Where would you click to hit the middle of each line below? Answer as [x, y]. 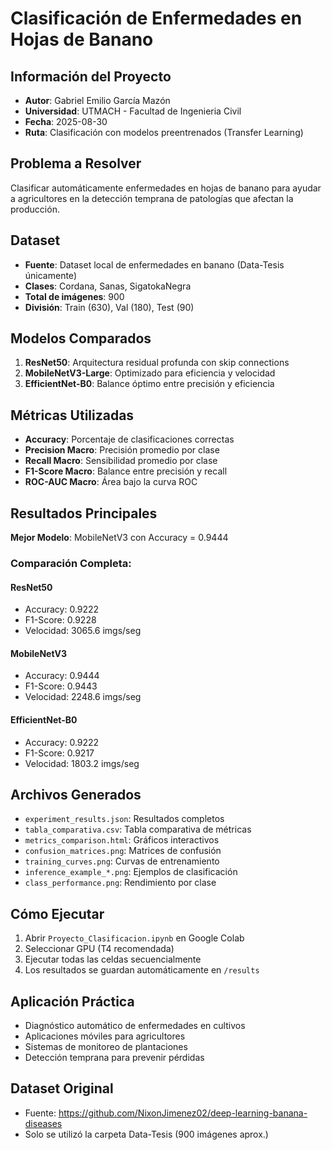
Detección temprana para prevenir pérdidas [114, 1058]
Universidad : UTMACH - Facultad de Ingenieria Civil [133, 111]
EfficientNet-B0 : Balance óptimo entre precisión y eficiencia [149, 384]
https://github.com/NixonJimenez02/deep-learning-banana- [183, 1113]
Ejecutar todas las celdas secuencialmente [113, 959]
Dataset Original [62, 1088]
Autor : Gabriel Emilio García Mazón [97, 100]
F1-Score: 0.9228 [60, 620]
